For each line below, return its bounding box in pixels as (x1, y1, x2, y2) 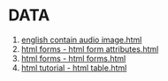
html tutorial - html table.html (20, 63, 127, 73)
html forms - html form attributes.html (20, 43, 159, 54)
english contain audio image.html (20, 34, 142, 45)
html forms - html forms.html (20, 53, 126, 63)
